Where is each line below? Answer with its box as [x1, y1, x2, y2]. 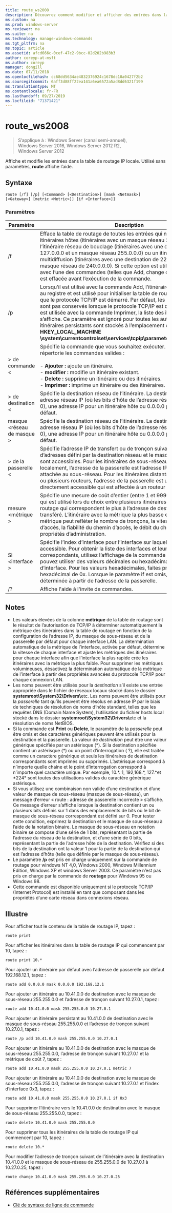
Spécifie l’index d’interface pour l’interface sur [40, 539, 152, 546]
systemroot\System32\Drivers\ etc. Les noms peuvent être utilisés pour [12, 693, 166, 699]
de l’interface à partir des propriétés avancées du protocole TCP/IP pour [12, 671, 165, 677]
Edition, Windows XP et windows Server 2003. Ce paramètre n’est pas [12, 868, 161, 874]
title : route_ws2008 [5, 7, 50, 13]
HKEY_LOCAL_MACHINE [40, 328, 101, 336]
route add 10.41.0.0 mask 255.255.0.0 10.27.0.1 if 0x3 [5, 1095, 127, 1101]
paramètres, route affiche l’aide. [5, 164, 73, 170]
